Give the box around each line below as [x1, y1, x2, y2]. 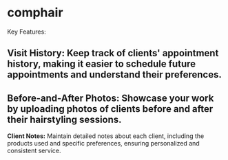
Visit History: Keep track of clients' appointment [7, 47, 219, 59]
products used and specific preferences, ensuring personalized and [7, 139, 200, 148]
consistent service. [7, 146, 61, 155]
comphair [7, 5, 63, 21]
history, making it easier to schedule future [7, 58, 196, 70]
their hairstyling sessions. [7, 113, 122, 125]
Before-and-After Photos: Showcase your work [7, 92, 214, 104]
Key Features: [7, 27, 46, 36]
